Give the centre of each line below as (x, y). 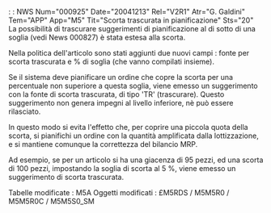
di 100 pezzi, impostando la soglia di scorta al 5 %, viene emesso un (122, 168)
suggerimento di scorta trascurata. (66, 177)
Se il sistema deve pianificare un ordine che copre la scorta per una (121, 77)
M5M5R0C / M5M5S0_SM (51, 201)
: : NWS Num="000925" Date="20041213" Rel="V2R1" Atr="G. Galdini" (127, 12)
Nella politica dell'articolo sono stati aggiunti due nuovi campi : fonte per (129, 53)
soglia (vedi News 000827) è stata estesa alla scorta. (97, 37)
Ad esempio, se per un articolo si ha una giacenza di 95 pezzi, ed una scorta (136, 160)
